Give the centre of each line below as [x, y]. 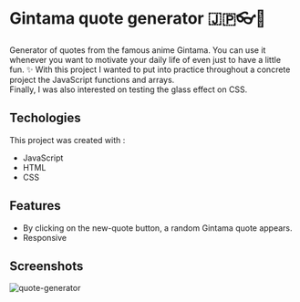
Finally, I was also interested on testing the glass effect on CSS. [129, 89]
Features [35, 206]
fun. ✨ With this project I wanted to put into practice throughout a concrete [150, 69]
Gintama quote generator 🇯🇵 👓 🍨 [138, 19]
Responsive [44, 237]
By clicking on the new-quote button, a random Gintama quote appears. [158, 228]
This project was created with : [67, 140]
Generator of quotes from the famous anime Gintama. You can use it [138, 50]
